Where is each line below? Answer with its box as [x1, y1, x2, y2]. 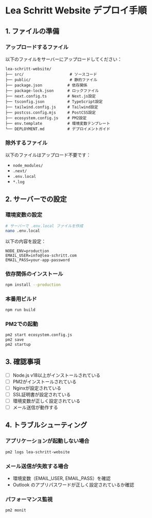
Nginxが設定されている [12, 385, 62, 391]
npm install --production [5, 282, 61, 287]
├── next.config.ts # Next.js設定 [5, 94, 96, 99]
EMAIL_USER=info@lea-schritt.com [5, 253, 77, 258]
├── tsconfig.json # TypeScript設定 [5, 99, 103, 104]
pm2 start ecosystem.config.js [5, 332, 72, 338]
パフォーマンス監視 [5, 495, 53, 503]
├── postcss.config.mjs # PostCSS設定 [5, 110, 96, 115]
